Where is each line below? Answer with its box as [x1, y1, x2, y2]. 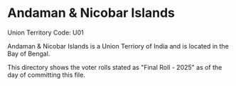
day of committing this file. [7, 70, 85, 79]
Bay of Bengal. [7, 49, 50, 58]
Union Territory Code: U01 [7, 28, 84, 37]
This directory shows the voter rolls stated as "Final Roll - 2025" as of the [7, 63, 222, 71]
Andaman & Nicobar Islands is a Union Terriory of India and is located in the [7, 42, 229, 50]
